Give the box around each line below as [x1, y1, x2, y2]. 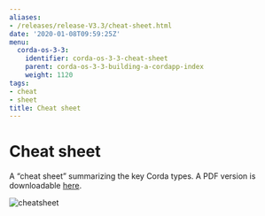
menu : [9, 37, 29, 47]
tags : [9, 79, 29, 88]
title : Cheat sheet [9, 104, 82, 112]
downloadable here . [9, 181, 82, 191]
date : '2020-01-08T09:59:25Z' [9, 29, 121, 38]
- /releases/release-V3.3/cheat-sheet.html [9, 21, 173, 30]
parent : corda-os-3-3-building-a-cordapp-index [25, 63, 204, 72]
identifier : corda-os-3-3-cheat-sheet [25, 54, 168, 63]
